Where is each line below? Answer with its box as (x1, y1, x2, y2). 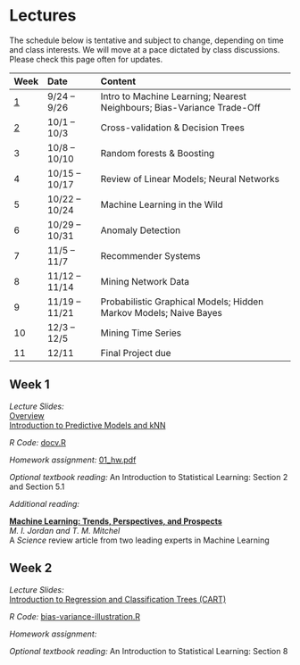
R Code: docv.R (9, 436, 67, 447)
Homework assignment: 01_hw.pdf (9, 454, 137, 465)
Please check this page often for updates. (9, 54, 163, 64)
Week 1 (9, 377, 50, 393)
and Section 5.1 (9, 481, 65, 492)
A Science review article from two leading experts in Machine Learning (9, 535, 270, 545)
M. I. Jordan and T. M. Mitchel (9, 525, 121, 536)
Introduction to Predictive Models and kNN (9, 420, 166, 430)
